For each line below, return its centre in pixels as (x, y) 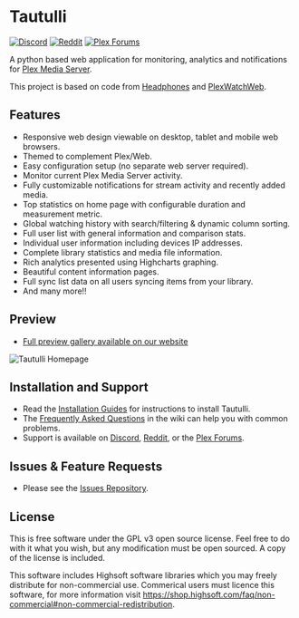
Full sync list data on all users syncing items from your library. (138, 281)
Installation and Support (79, 387)
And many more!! (55, 291)
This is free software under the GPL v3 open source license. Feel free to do (149, 538)
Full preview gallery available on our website (105, 341)
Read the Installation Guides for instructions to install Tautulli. (136, 409)
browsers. (41, 146)
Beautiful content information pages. (91, 271)
